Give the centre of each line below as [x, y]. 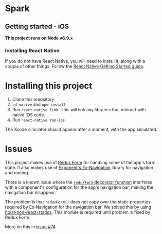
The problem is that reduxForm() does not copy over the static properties [78, 202]
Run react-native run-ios [38, 120]
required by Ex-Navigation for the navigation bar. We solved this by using [78, 207]
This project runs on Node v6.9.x [39, 38]
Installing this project [49, 86]
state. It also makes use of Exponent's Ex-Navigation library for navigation [79, 167]
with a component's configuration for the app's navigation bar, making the [79, 187]
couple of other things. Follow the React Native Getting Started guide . [75, 67]
